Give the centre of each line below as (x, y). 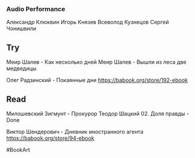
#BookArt (18, 150)
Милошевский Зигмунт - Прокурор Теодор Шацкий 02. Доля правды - (98, 113)
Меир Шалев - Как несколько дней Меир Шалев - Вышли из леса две (96, 62)
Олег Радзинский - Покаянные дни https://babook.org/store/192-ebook (97, 80)
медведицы (21, 69)
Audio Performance (36, 9)
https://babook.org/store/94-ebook (51, 138)
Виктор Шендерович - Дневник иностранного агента (75, 131)
